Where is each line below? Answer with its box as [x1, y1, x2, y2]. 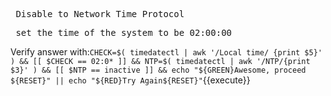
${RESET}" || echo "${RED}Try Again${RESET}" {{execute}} [10, 74, 251, 86]
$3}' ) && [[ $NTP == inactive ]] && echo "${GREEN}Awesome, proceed [10, 65, 307, 75]
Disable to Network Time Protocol [15, 9, 185, 19]
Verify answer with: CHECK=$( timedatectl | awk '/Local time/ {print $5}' [10, 46, 323, 58]
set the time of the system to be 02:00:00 [15, 27, 233, 38]
